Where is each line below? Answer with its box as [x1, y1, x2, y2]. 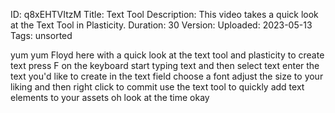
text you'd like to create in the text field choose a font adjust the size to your [10, 70, 324, 82]
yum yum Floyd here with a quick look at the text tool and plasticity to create [10, 49, 325, 61]
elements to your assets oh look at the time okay [10, 92, 210, 103]
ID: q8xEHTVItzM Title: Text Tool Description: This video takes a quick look [10, 9, 319, 20]
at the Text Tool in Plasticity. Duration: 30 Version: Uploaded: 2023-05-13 [10, 19, 313, 31]
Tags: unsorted [10, 30, 73, 41]
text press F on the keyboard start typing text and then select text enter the [10, 60, 320, 71]
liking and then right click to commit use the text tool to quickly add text [10, 81, 305, 93]
